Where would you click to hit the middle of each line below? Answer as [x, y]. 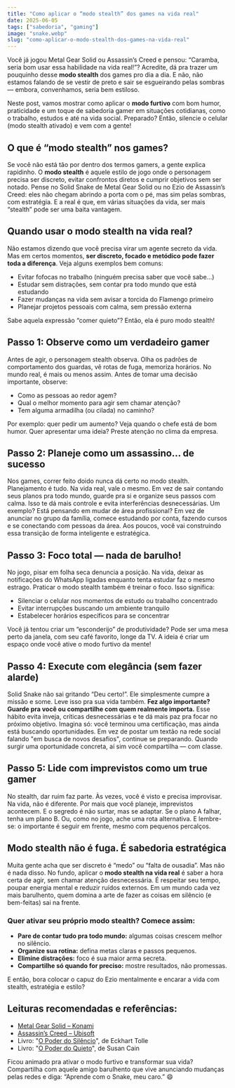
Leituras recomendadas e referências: [92, 1009]
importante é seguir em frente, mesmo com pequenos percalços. [117, 826]
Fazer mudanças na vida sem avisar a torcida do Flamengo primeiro [115, 299]
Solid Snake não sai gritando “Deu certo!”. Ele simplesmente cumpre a [109, 694]
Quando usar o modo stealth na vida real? [100, 231]
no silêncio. [34, 943]
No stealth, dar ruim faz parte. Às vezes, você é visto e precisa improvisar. [115, 796]
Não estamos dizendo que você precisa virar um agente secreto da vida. [112, 248]
